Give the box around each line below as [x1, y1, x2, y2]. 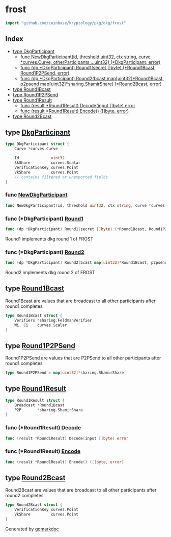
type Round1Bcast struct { [5, 313, 63, 318]
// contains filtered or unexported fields [14, 175, 108, 180]
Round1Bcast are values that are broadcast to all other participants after [5, 298, 156, 304]
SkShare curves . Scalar [14, 160, 81, 165]
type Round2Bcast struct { [5, 502, 63, 507]
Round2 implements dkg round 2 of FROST [5, 269, 95, 275]
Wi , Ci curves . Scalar [14, 323, 67, 328]
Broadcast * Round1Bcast [14, 402, 65, 408]
